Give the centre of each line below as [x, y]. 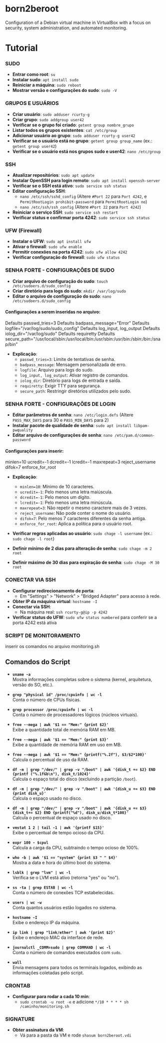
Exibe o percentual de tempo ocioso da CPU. [58, 832]
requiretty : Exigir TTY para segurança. [60, 385]
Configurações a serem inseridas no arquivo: [53, 312]
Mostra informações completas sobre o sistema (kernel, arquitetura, [82, 679]
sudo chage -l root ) [33, 539]
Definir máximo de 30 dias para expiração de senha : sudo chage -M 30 [86, 563]
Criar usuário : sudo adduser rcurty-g [51, 114]
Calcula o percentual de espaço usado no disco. [62, 817]
